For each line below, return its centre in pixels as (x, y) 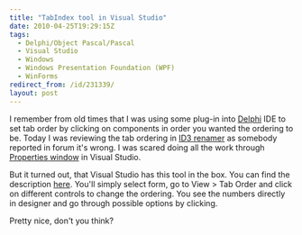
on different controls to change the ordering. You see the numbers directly (147, 194)
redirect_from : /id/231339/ (62, 85)
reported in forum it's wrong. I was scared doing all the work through (137, 147)
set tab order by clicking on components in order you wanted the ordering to (151, 128)
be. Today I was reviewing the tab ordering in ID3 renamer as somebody (143, 138)
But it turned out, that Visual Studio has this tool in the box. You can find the (150, 174)
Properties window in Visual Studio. (75, 157)
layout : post (34, 93)
